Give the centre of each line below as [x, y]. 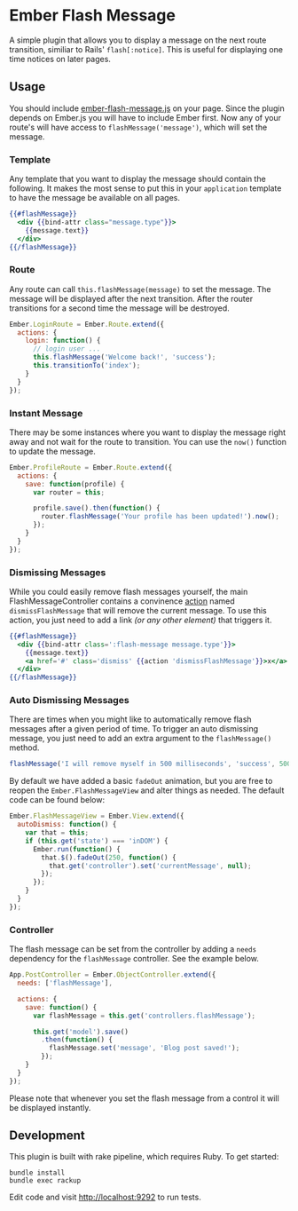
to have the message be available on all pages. [94, 198]
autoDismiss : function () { [67, 825]
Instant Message [46, 413]
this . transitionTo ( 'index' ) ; [86, 366]
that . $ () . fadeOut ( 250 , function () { [109, 858]
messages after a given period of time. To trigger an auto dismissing [134, 729]
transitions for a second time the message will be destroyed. [120, 308]
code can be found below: [57, 800]
